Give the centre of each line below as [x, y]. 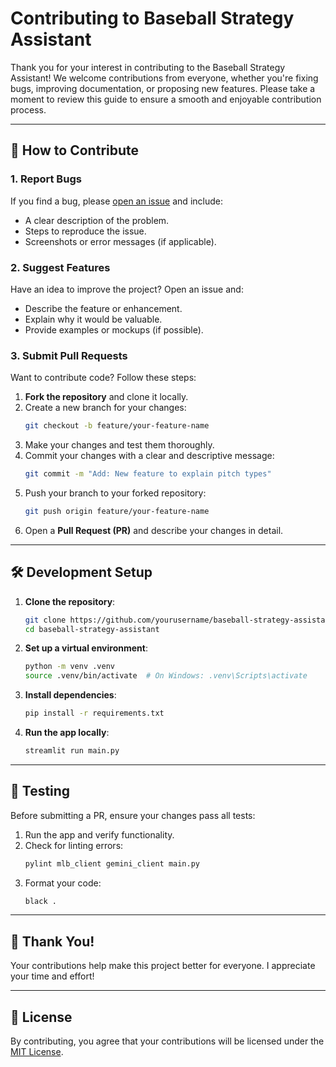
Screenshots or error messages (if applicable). [120, 241]
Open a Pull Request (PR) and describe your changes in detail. [154, 530]
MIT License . [37, 1052]
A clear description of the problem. [97, 220]
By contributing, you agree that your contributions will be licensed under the [167, 1041]
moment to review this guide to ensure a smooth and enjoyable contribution [166, 99]
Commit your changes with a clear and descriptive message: [149, 456]
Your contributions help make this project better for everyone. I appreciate [163, 966]
